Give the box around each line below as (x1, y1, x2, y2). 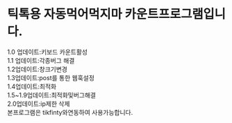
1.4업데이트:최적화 (7, 82, 57, 91)
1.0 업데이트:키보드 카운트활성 (7, 48, 88, 56)
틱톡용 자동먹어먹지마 (7, 6, 123, 22)
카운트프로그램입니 (124, 6, 226, 22)
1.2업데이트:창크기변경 (7, 65, 68, 73)
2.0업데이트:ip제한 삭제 (7, 100, 71, 108)
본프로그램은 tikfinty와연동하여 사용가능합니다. (7, 108, 133, 116)
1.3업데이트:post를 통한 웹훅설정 (7, 73, 95, 82)
